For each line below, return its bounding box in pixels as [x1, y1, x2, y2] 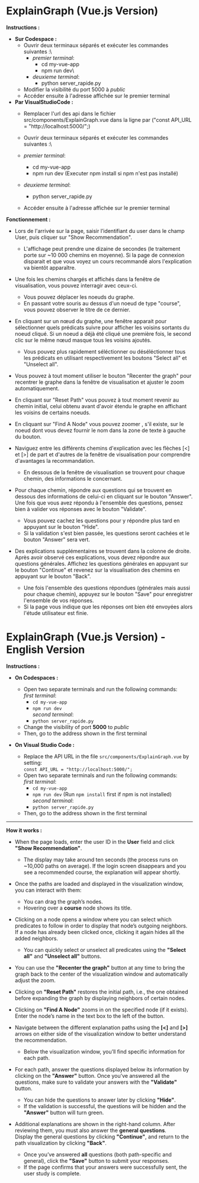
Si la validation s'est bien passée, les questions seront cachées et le [23, 529, 190, 537]
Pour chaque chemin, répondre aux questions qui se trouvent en [14, 486, 172, 494]
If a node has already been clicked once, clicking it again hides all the [14, 928, 185, 935]
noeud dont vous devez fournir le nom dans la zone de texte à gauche [14, 427, 186, 434]
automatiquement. [14, 384, 60, 392]
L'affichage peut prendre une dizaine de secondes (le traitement [23, 245, 181, 252]
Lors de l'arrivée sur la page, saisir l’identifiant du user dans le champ [14, 227, 185, 234]
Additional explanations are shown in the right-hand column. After [14, 1120, 176, 1127]
